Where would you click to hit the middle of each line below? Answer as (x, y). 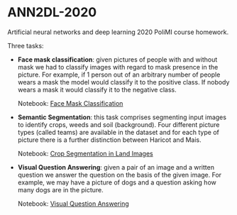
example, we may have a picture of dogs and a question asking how (117, 182)
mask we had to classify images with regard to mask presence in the (118, 67)
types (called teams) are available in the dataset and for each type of (118, 132)
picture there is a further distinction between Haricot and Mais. (109, 140)
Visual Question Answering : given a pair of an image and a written (116, 167)
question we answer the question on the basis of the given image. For (120, 175)
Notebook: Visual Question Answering (73, 204)
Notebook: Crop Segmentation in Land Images (86, 153)
